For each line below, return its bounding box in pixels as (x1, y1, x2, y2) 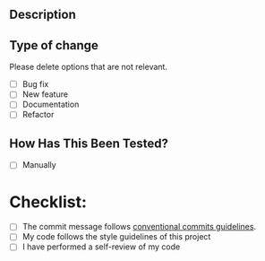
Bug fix (21, 79, 49, 90)
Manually (21, 160, 56, 170)
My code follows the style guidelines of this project (21, 231, 211, 242)
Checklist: (9, 192, 88, 212)
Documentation (21, 99, 80, 110)
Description (9, 7, 76, 22)
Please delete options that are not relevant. (9, 62, 168, 73)
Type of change (9, 38, 98, 53)
